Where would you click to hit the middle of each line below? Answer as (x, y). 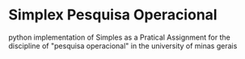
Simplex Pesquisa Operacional (113, 15)
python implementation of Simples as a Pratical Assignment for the (119, 37)
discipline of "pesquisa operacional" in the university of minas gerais (123, 45)
